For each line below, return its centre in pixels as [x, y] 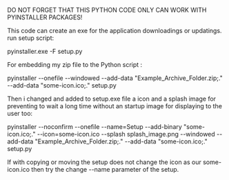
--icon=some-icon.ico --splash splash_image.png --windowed [126, 134]
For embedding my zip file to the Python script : [75, 64]
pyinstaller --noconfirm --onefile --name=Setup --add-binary [95, 127]
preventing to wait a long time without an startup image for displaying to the [115, 106]
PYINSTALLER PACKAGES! [45, 17]
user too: [20, 113]
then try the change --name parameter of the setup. [105, 169]
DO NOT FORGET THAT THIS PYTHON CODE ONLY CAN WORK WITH [107, 10]
